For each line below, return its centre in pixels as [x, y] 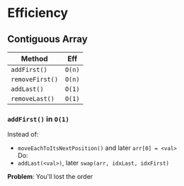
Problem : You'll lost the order [50, 177]
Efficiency [38, 13]
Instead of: [23, 135]
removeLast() [33, 99]
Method [34, 59]
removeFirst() [35, 79]
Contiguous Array [48, 39]
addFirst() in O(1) [38, 119]
